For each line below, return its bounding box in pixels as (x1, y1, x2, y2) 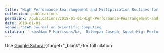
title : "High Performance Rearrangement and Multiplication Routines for (5, 7, 159, 12)
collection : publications (5, 12, 58, 16)
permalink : (5, 16, 27, 21)
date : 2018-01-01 (5, 20, 41, 26)
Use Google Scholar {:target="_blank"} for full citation (5, 43, 112, 48)
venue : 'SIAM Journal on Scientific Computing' (5, 25, 104, 30)
